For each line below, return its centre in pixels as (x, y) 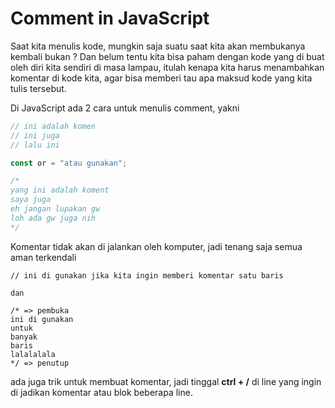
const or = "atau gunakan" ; (69, 163)
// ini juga (35, 135)
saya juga (31, 200)
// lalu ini (35, 145)
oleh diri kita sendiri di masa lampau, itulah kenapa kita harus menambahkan (167, 67)
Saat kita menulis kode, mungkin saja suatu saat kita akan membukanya (158, 46)
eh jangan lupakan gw (55, 209)
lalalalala (33, 354)
